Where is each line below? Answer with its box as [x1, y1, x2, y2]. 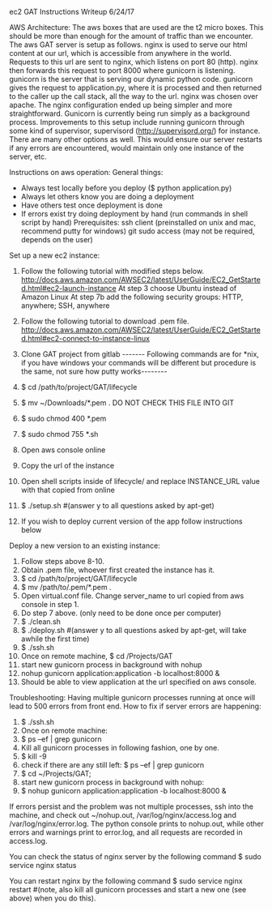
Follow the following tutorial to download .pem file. [20, 316, 189, 326]
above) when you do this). [9, 893, 96, 903]
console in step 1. [20, 600, 79, 609]
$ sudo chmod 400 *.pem [20, 413, 107, 423]
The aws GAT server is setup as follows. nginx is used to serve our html [9, 40, 248, 49]
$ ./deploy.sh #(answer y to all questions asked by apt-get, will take [20, 626, 247, 635]
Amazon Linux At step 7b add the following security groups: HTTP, [20, 292, 244, 302]
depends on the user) [20, 235, 94, 244]
